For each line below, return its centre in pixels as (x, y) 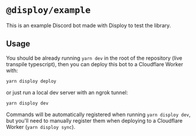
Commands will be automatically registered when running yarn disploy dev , (99, 114)
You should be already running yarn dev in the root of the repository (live (94, 58)
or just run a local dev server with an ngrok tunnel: (67, 92)
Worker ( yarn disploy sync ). (41, 127)
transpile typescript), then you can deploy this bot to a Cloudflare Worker (95, 64)
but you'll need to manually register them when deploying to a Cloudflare (94, 120)
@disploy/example (49, 10)
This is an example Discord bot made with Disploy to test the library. (89, 25)
